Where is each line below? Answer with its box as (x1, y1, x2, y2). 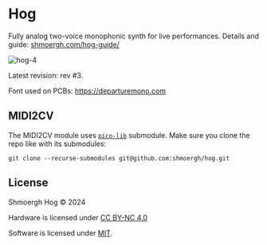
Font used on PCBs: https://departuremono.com (8, 85, 166, 96)
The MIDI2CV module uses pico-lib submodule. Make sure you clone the (8, 130, 250, 140)
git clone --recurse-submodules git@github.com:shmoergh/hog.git (8, 154, 230, 162)
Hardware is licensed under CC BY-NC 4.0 (8, 212, 148, 222)
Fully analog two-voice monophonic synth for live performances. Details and (8, 31, 260, 41)
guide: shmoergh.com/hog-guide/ (8, 39, 120, 49)
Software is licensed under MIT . (8, 228, 113, 238)
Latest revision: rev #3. (8, 70, 84, 80)
